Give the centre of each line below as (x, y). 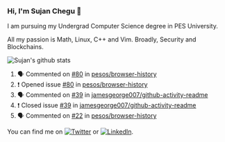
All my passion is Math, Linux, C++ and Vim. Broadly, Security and (102, 39)
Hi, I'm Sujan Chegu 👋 (44, 11)
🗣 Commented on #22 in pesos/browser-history (87, 116)
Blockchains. (25, 47)
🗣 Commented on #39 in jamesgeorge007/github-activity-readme (112, 95)
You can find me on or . (70, 132)
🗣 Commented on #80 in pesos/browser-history (87, 74)
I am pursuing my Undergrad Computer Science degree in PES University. (113, 26)
